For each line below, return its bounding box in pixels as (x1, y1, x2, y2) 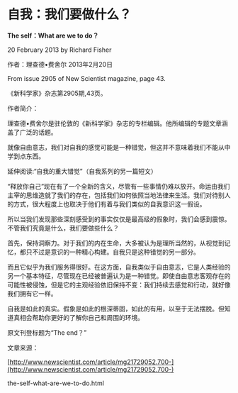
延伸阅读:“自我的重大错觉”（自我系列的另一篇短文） (7, 167, 157, 175)
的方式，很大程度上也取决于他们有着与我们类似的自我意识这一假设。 (7, 199, 206, 208)
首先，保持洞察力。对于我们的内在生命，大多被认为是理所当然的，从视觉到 (7, 238, 225, 247)
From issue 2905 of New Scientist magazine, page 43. (7, 74, 166, 82)
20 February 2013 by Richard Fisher (7, 45, 112, 54)
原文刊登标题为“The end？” (7, 328, 87, 337)
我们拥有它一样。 (7, 289, 57, 298)
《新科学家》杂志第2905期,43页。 (7, 89, 108, 97)
